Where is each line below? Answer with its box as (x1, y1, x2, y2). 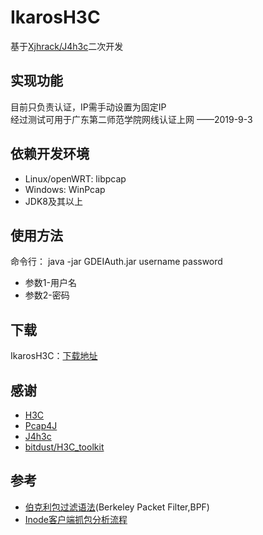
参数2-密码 (24, 289, 70, 301)
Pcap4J (24, 420, 58, 431)
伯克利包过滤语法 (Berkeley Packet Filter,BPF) (24, 501, 210, 513)
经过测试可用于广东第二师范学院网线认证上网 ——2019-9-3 (10, 113, 253, 125)
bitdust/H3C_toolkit (24, 441, 105, 453)
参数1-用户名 (24, 277, 77, 289)
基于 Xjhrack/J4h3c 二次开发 (10, 40, 124, 52)
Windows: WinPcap (24, 183, 106, 195)
